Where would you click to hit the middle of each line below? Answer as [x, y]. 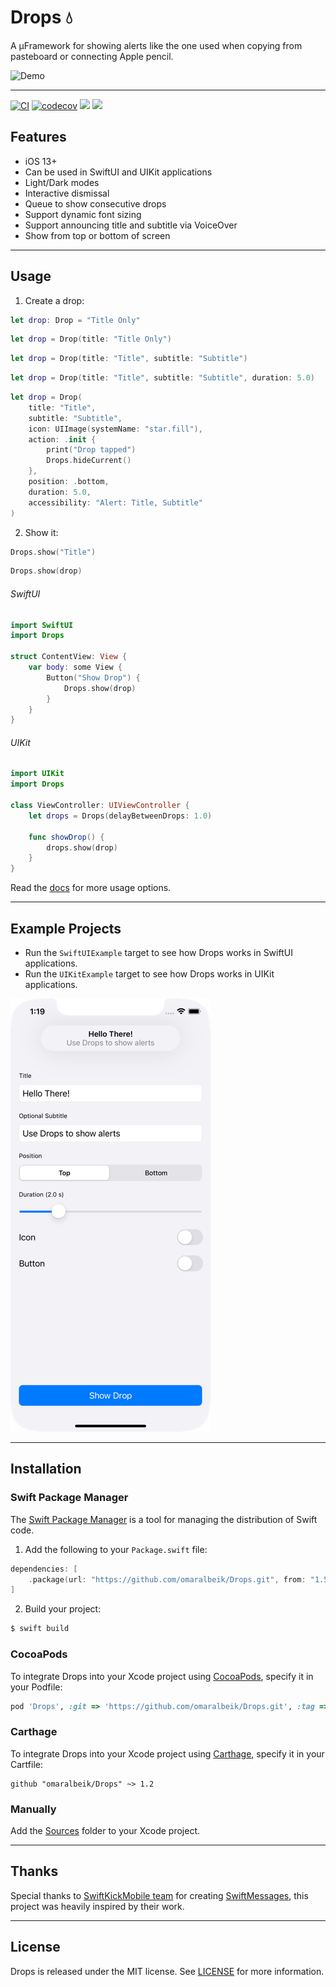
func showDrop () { [66, 837]
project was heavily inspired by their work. [97, 1906]
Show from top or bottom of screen [97, 235]
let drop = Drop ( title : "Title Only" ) [91, 339]
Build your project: [63, 1609]
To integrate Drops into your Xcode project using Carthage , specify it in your [167, 1753]
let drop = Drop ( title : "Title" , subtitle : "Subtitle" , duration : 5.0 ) [163, 378]
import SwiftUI [42, 625]
